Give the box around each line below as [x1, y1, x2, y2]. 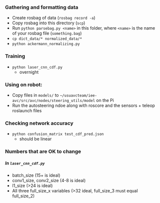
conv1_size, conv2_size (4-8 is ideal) [12, 178, 86, 184]
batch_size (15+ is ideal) [12, 172, 61, 178]
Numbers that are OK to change [5, 148, 81, 155]
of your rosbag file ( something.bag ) [12, 31, 82, 36]
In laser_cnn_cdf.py [5, 160, 45, 166]
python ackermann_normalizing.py [12, 42, 80, 47]
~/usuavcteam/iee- [60, 93, 97, 98]
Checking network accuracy [5, 119, 74, 126]
